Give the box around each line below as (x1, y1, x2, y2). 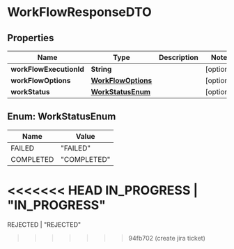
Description (159, 53, 198, 62)
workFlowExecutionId (10, 64, 85, 74)
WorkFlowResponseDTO (7, 4, 152, 20)
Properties (7, 32, 54, 44)
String (91, 64, 112, 74)
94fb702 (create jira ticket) (128, 234, 205, 242)
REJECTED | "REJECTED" (7, 220, 81, 229)
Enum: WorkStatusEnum (7, 111, 116, 123)
